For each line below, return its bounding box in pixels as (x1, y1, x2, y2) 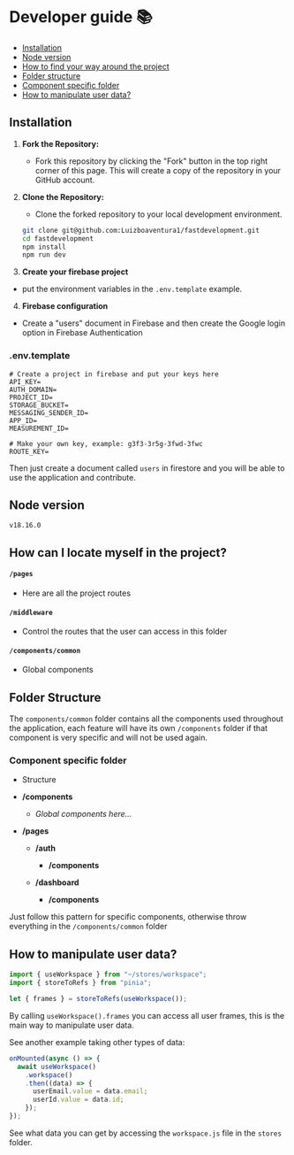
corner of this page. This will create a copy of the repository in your (34, 165, 281, 175)
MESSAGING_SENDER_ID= (9, 408, 89, 417)
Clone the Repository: (21, 191, 104, 202)
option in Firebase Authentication (21, 327, 143, 338)
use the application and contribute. (9, 472, 137, 482)
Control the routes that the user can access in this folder (21, 626, 228, 637)
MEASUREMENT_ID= (9, 424, 69, 433)
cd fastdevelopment (21, 234, 94, 243)
